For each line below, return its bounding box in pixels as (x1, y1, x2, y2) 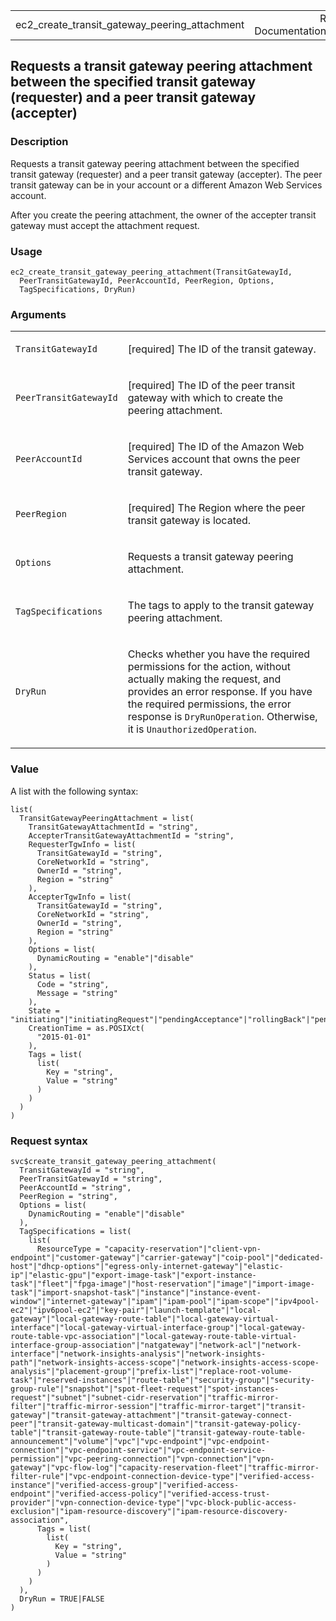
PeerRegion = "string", (19, 1191, 118, 1201)
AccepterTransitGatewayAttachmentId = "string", (28, 830, 235, 841)
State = (28, 1005, 60, 1016)
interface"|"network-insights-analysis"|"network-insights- (10, 1349, 267, 1359)
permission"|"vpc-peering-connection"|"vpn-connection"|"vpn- (10, 1454, 275, 1464)
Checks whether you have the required (127, 647, 311, 661)
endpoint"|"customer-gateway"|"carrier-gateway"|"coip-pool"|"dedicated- (10, 1252, 325, 1263)
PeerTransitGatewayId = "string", (19, 1174, 163, 1184)
